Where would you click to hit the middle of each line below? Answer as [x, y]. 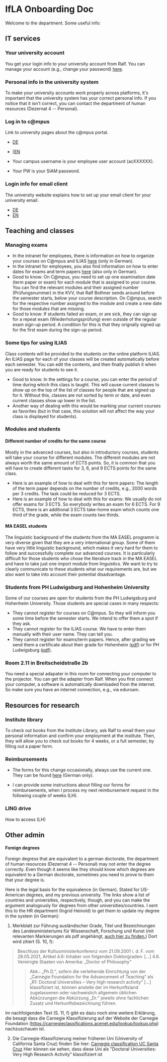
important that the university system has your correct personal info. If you [81, 98]
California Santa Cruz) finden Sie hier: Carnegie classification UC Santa [85, 1044]
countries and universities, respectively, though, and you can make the [78, 900]
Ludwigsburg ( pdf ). [32, 650]
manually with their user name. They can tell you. [63, 634]
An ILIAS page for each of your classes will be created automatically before [82, 359]
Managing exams [27, 245]
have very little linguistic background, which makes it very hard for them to [82, 548]
